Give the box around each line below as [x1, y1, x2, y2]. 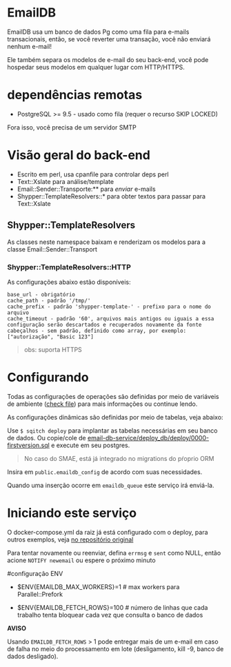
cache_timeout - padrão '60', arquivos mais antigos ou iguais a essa [7, 315, 214, 322]
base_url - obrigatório [7, 291, 76, 298]
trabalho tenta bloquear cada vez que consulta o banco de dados [17, 610, 203, 619]
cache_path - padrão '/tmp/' [7, 297, 91, 304]
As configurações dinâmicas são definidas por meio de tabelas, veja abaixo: [7, 413, 223, 421]
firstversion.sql [7, 441, 50, 449]
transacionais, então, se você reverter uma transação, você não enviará [7, 34, 211, 43]
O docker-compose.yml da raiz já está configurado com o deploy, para [7, 528, 208, 536]
